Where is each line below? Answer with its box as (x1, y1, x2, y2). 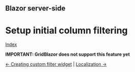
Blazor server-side (5, 4, 66, 13)
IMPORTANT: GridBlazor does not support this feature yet (5, 51, 130, 58)
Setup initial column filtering (5, 25, 128, 36)
